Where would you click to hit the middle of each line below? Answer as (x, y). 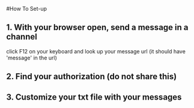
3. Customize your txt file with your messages (94, 97)
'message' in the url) (32, 58)
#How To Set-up (26, 9)
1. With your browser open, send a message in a (97, 27)
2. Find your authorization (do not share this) (92, 76)
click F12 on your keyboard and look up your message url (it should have (96, 51)
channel (22, 37)
